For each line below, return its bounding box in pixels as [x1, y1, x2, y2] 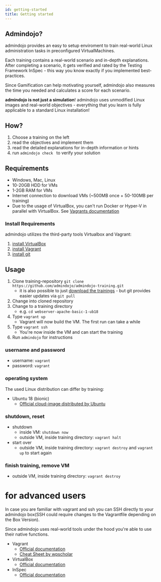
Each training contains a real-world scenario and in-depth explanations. [5, 57, 149, 63]
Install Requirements [5, 220, 55, 227]
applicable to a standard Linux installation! [5, 107, 90, 113]
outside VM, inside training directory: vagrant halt [19, 434, 121, 440]
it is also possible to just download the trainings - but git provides [19, 288, 151, 294]
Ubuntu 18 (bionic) [12, 396, 50, 401]
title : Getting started [5, 12, 54, 17]
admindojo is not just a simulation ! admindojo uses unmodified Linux [5, 97, 145, 103]
